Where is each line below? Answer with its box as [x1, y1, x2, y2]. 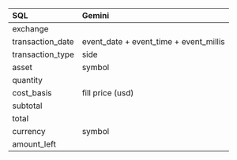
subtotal [12, 100, 43, 111]
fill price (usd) [81, 87, 134, 98]
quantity [12, 75, 43, 85]
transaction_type [12, 49, 75, 60]
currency [12, 126, 46, 136]
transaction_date [12, 36, 74, 47]
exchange [12, 24, 49, 34]
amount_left [12, 139, 57, 149]
